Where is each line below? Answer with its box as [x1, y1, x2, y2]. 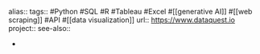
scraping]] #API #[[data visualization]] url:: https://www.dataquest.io [8, 15, 236, 25]
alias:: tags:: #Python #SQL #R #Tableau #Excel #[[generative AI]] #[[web [8, 7, 253, 16]
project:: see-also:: [8, 24, 71, 33]
